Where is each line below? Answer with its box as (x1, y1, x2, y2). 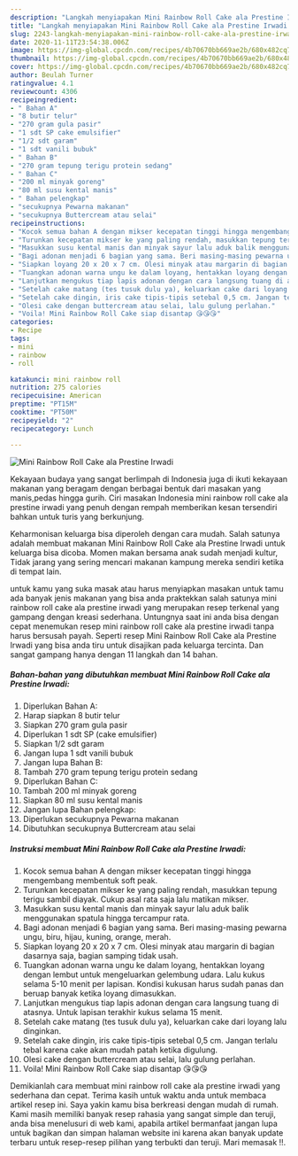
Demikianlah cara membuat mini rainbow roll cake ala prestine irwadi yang (10, 1081, 281, 1091)
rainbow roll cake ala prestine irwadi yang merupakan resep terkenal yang (10, 601, 279, 612)
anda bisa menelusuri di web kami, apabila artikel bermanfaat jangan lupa (10, 1118, 278, 1129)
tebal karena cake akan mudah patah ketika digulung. (22, 1044, 218, 1055)
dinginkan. (22, 1026, 62, 1036)
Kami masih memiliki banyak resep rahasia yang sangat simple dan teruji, (10, 1109, 277, 1120)
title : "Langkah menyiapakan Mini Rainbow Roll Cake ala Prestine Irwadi (10, 21, 288, 30)
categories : (10, 318, 54, 327)
